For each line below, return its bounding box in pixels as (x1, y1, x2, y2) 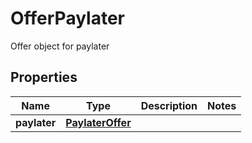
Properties (10, 69, 78, 86)
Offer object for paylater (10, 40, 110, 52)
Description (140, 98, 198, 112)
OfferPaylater (10, 7, 126, 30)
